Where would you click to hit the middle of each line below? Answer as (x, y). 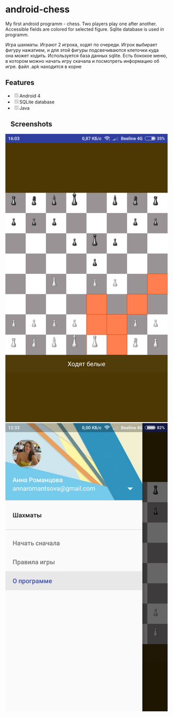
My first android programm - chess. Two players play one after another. (81, 24)
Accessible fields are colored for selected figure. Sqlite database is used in (85, 29)
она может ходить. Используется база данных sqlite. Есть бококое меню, (86, 56)
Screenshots (31, 124)
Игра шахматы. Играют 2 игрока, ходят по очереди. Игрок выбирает (81, 44)
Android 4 (30, 96)
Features (20, 83)
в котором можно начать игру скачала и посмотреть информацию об (82, 61)
